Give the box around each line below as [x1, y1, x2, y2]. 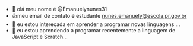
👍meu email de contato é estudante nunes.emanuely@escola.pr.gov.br [11, 12, 187, 19]
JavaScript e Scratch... [11, 33, 68, 40]
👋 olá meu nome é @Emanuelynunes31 [11, 6, 107, 12]
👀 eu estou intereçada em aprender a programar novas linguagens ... [11, 21, 181, 28]
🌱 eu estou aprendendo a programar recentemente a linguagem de [11, 27, 176, 34]
